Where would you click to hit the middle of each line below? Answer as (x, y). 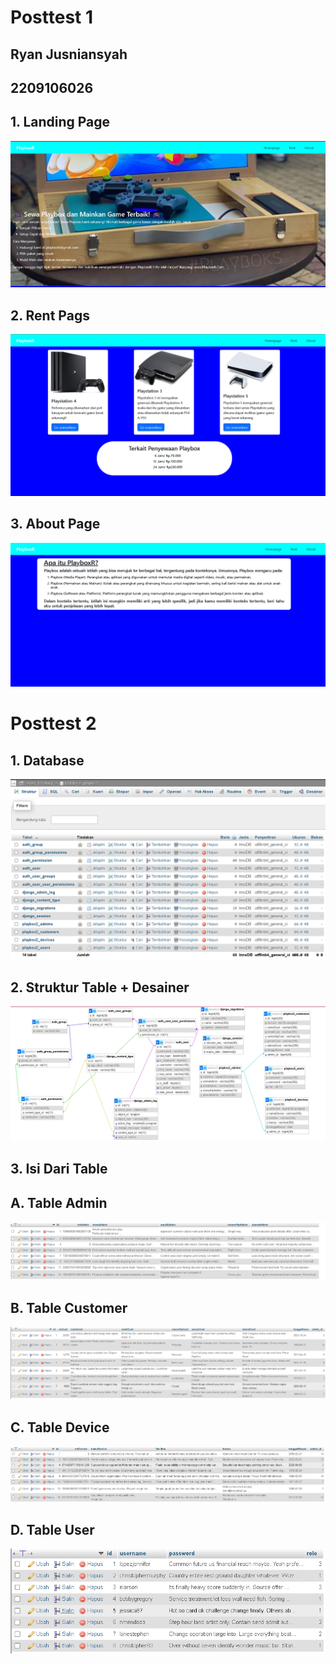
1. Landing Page (60, 122)
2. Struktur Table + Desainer (100, 987)
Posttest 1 (52, 17)
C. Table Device (60, 1427)
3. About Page (55, 524)
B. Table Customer (69, 1308)
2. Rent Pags (50, 315)
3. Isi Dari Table (59, 1169)
